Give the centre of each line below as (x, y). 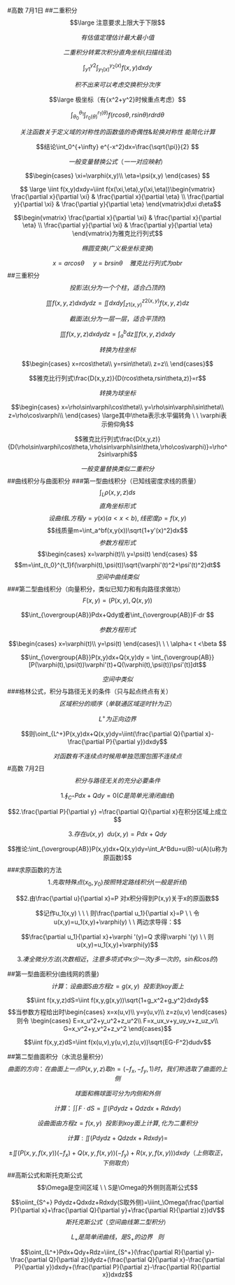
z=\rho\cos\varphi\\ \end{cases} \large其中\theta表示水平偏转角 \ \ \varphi (114, 416)
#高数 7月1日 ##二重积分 (43, 10)
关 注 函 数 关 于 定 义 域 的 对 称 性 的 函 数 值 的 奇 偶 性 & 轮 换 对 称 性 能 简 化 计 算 (117, 132)
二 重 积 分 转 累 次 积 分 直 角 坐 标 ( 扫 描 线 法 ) (117, 52)
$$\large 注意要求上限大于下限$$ (117, 22)
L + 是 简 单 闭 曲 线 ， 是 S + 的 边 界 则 (117, 1237)
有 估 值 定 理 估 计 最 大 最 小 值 (117, 37)
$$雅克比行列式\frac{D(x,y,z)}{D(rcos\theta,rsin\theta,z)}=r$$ (117, 378)
